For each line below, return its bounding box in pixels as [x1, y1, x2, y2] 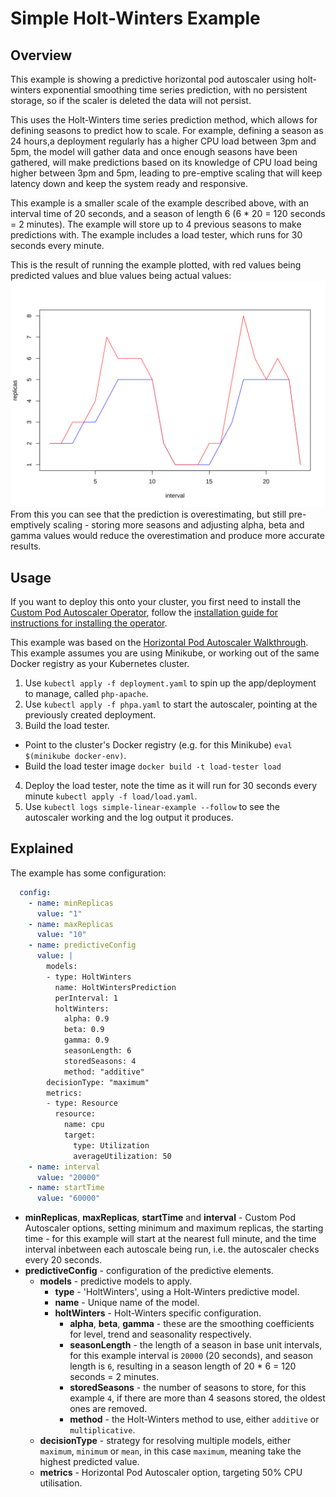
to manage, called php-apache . [24, 688, 149, 700]
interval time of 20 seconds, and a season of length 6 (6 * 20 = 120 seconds [10, 208, 326, 219]
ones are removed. [69, 1403, 148, 1415]
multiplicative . [69, 1424, 136, 1436]
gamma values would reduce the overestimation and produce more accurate [10, 530, 325, 542]
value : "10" [36, 930, 87, 940]
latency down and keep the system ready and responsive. [10, 178, 248, 189]
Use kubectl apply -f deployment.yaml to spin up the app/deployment [24, 677, 317, 689]
